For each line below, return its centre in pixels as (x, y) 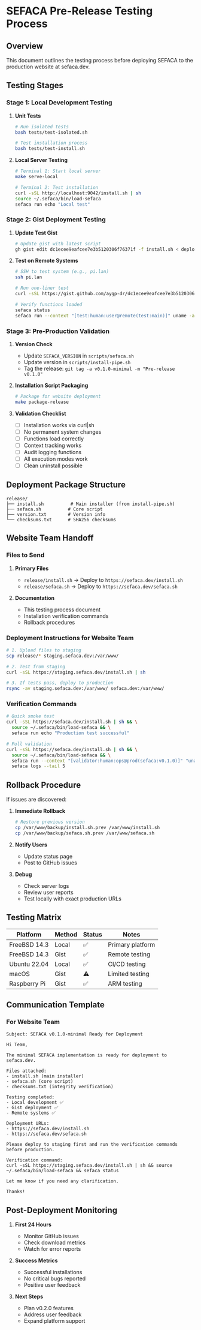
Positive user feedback (52, 1285)
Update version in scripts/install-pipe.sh (77, 362)
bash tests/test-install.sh (50, 149)
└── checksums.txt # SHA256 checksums (61, 520)
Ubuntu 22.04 (29, 964)
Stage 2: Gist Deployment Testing (56, 220)
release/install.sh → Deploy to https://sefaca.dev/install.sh (103, 580)
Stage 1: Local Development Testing (59, 103)
